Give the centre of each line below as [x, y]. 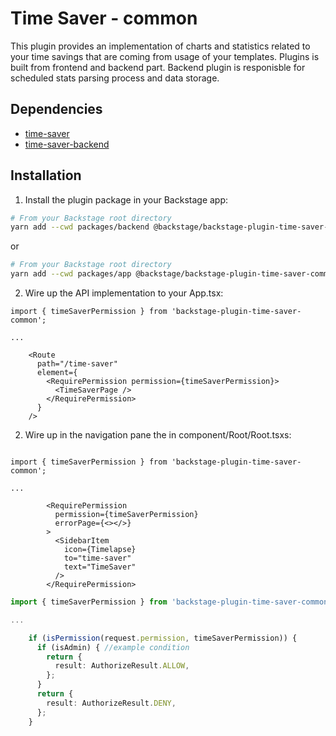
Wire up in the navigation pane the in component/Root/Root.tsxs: [158, 435]
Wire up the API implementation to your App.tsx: [124, 293]
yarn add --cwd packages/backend [80, 227]
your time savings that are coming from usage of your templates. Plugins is [165, 56]
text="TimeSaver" [100, 567]
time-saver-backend [67, 144]
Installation [46, 175]
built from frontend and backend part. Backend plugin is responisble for [158, 67]
